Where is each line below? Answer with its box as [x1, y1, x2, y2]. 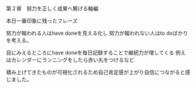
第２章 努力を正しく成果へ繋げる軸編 [6, 5, 98, 12]
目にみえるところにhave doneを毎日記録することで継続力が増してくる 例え [6, 49, 186, 56]
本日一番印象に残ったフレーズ [6, 17, 78, 24]
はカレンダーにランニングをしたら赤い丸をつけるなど [6, 57, 135, 63]
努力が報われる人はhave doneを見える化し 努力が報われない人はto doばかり [6, 30, 188, 36]
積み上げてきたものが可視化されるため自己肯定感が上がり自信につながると [6, 69, 185, 75]
